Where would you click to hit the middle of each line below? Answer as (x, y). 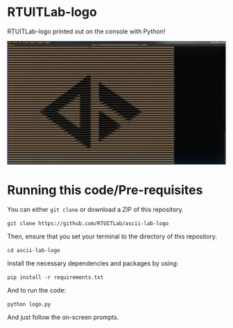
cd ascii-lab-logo (34, 250)
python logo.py (29, 304)
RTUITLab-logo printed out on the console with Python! (86, 31)
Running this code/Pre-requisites (105, 190)
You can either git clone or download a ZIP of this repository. (95, 209)
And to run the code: (37, 290)
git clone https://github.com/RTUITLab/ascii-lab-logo (88, 223)
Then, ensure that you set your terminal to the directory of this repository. (112, 236)
